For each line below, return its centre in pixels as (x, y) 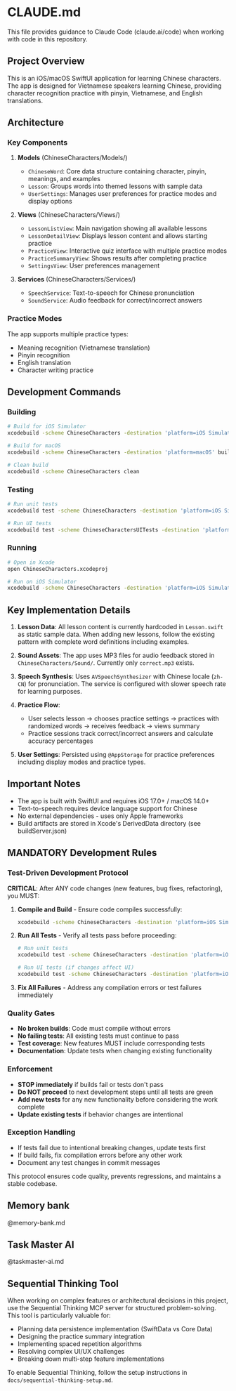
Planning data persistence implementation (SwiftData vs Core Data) (115, 1329)
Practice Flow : (39, 705)
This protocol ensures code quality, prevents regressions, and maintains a (114, 1176)
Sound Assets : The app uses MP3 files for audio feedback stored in (116, 655)
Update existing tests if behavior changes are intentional (100, 1114)
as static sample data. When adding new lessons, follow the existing (116, 634)
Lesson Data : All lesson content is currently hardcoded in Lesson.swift (120, 627)
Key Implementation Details (69, 610)
